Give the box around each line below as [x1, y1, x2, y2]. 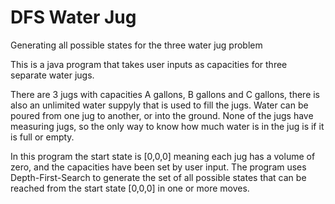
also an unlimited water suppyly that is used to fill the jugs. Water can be [10, 99, 309, 111]
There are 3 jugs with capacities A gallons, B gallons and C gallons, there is [10, 88, 321, 100]
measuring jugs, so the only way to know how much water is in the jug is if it [10, 120, 325, 132]
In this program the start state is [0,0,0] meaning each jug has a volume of [10, 150, 316, 162]
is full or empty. [10, 131, 75, 143]
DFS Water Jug [10, 6, 137, 29]
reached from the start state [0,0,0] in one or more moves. [10, 182, 250, 194]
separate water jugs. [10, 69, 95, 81]
